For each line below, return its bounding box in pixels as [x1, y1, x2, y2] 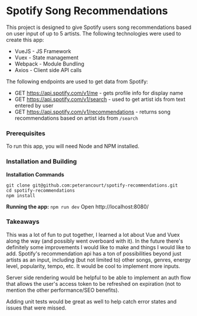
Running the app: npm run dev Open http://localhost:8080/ [6, 203, 149, 210]
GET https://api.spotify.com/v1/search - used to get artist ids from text [14, 96, 186, 103]
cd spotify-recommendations [6, 187, 75, 193]
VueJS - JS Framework [14, 47, 72, 54]
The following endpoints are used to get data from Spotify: [6, 78, 149, 85]
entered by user [14, 102, 54, 109]
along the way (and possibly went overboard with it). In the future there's [6, 237, 183, 245]
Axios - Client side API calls [14, 66, 82, 73]
